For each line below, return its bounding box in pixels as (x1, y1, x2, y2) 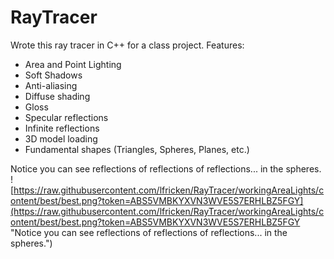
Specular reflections (24, 111, 109, 123)
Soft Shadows (24, 69, 83, 81)
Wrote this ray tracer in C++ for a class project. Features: (10, 39, 245, 51)
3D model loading (24, 132, 98, 145)
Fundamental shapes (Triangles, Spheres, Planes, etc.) (24, 143, 250, 155)
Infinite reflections (24, 122, 100, 134)
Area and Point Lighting (24, 58, 122, 70)
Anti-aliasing (24, 79, 78, 91)
